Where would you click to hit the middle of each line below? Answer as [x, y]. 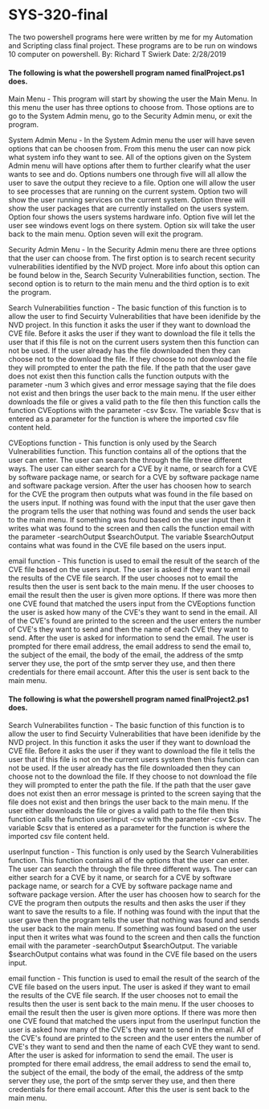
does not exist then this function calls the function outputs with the [119, 376]
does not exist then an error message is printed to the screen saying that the [135, 794]
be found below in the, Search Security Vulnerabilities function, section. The [134, 276]
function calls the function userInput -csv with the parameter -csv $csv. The [135, 819]
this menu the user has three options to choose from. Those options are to [131, 108]
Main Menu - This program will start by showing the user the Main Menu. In [133, 99]
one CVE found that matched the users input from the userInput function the [134, 1021]
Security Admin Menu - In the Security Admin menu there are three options [132, 250]
